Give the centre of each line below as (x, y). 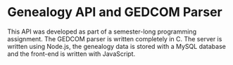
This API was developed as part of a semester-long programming (102, 31)
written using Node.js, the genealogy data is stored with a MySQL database (117, 46)
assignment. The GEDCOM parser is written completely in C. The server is (115, 38)
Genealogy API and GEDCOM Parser (115, 12)
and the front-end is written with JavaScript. (71, 54)
